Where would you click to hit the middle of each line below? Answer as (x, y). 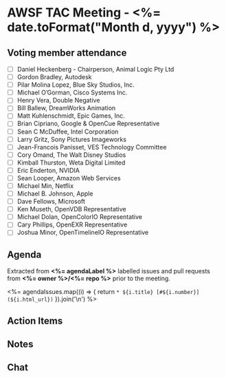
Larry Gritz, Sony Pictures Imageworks (72, 139)
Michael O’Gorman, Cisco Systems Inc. (72, 93)
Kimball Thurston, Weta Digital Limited (71, 162)
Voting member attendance (67, 53)
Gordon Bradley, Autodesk (54, 77)
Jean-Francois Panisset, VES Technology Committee (92, 147)
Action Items (35, 321)
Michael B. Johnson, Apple (55, 193)
